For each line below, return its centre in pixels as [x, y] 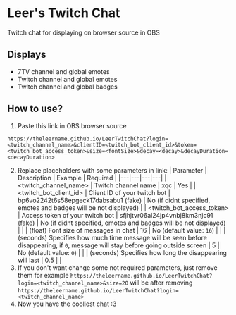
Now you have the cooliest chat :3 [67, 304]
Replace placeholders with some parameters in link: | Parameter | [112, 170]
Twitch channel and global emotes [67, 79]
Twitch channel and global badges [67, 87]
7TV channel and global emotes [64, 71]
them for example [43, 275]
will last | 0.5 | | [39, 260]
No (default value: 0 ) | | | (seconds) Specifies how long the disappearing [122, 252]
